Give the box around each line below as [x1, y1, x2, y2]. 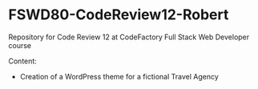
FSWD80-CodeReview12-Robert [8, 6, 229, 24]
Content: [8, 56, 38, 66]
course [8, 40, 32, 50]
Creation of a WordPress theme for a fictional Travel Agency [19, 71, 219, 81]
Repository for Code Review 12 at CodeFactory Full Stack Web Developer [8, 32, 250, 42]
